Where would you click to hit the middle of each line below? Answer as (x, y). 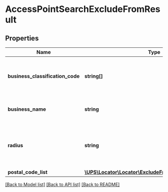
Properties (22, 38)
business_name (27, 109)
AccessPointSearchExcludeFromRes (83, 9)
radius (15, 145)
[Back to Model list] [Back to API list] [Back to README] (62, 185)
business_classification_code (44, 76)
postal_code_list (27, 172)
